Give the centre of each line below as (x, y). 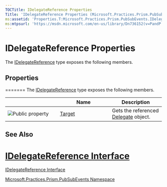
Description (136, 102)
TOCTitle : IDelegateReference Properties (49, 10)
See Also (19, 134)
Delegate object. (131, 117)
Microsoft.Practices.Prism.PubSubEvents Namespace (60, 180)
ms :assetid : (17, 19)
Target (68, 114)
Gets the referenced (135, 110)
